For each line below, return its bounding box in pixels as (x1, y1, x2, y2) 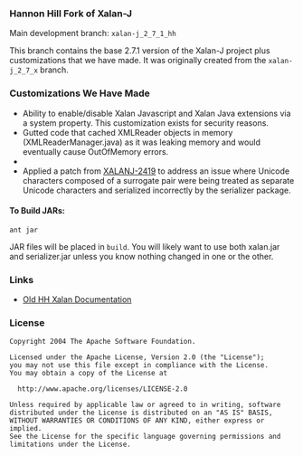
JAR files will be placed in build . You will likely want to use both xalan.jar (9, 241, 280, 252)
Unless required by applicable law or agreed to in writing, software (9, 401, 281, 410)
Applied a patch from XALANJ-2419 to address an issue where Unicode (22, 166, 290, 176)
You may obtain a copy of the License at (9, 369, 168, 378)
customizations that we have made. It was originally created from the (9, 55, 267, 66)
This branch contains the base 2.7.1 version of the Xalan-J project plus (9, 45, 270, 56)
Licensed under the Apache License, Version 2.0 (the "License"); (9, 353, 265, 362)
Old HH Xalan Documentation (22, 294, 132, 305)
